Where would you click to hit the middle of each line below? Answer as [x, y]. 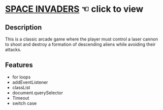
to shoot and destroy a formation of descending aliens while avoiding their [81, 44]
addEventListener [30, 82]
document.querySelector [37, 93]
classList [21, 87]
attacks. [13, 50]
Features [19, 65]
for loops [21, 77]
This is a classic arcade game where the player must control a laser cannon [82, 39]
